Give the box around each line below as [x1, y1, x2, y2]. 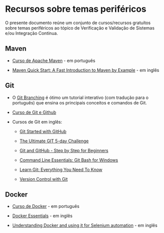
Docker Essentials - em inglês [12, 213, 73, 219]
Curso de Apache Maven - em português [12, 58, 96, 64]
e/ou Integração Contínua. [5, 30, 58, 36]
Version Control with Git [19, 176, 68, 182]
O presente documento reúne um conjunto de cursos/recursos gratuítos [5, 20, 151, 26]
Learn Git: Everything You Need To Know [19, 166, 103, 172]
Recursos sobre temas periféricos [5, 3, 146, 15]
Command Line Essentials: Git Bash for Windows [19, 157, 118, 163]
